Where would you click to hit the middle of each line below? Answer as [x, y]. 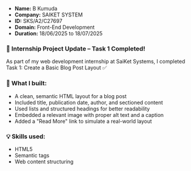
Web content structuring [44, 162]
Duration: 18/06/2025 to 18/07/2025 [59, 33]
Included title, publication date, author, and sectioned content [88, 102]
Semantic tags [32, 155]
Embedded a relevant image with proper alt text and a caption [89, 115]
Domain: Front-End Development [54, 27]
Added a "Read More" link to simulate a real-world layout [83, 121]
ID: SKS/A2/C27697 [38, 21]
